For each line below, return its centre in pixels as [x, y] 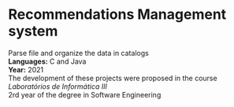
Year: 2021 [26, 69]
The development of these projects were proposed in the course [113, 78]
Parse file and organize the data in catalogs [79, 53]
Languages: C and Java [47, 61]
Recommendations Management [117, 15]
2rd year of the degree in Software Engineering [85, 94]
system [33, 31]
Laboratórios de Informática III [58, 86]
